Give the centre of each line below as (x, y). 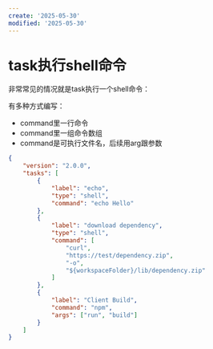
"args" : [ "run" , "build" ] (94, 315)
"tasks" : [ (41, 173)
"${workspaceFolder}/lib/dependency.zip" (135, 270)
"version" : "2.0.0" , (57, 166)
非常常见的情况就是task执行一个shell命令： (79, 89)
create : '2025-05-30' (44, 16)
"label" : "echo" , (80, 188)
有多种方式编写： (36, 106)
